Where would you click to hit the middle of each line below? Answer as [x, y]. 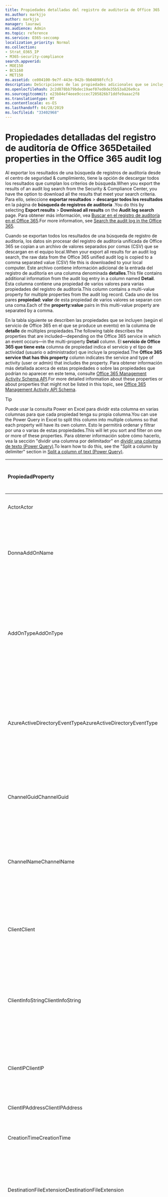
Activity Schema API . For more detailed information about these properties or [84, 379]
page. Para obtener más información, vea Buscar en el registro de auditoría [82, 215]
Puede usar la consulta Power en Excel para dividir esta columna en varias [82, 409]
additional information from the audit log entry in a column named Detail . [80, 278]
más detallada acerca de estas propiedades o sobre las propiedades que [80, 368]
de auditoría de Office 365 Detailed [78, 148]
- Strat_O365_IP [22, 52]
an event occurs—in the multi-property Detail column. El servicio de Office [83, 341]
